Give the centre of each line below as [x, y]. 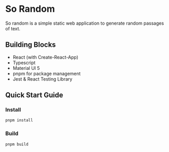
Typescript [24, 63]
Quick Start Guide [34, 95]
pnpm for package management [47, 73]
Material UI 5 [26, 68]
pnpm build [17, 144]
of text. [13, 28]
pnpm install [19, 120]
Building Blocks [31, 45]
